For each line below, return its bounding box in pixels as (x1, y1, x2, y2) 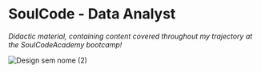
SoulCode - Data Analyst (8, 5, 176, 23)
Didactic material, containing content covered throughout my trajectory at (8, 31, 253, 41)
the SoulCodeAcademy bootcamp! (8, 39, 122, 49)
